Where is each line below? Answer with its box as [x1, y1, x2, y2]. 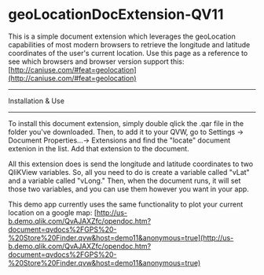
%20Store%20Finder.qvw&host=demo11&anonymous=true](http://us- [8, 232, 234, 242]
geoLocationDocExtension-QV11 [8, 6, 224, 24]
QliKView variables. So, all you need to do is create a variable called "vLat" [8, 167, 250, 177]
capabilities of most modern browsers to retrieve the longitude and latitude [8, 39, 251, 49]
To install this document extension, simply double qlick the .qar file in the [8, 118, 244, 128]
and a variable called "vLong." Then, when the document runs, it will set [8, 176, 241, 185]
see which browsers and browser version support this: [8, 57, 185, 66]
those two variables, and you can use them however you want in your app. [8, 184, 249, 194]
